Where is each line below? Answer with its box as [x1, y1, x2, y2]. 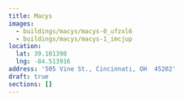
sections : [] [8, 80, 53, 88]
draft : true [8, 72, 49, 81]
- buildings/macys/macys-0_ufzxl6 [15, 27, 133, 35]
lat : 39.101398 [15, 50, 68, 58]
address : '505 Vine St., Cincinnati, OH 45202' [8, 65, 176, 73]
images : [8, 20, 35, 28]
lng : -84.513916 [15, 58, 71, 66]
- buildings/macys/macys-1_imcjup [15, 34, 133, 43]
